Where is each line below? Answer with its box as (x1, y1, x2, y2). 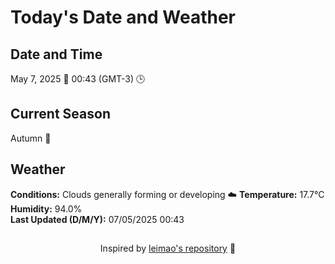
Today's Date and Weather (10, 6, 236, 29)
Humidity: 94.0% (10, 202, 83, 215)
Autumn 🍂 (10, 132, 52, 144)
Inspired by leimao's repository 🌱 (99, 242, 237, 255)
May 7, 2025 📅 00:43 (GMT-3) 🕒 (10, 73, 146, 85)
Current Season (10, 106, 111, 123)
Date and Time (10, 46, 103, 63)
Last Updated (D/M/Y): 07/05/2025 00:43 (10, 213, 185, 225)
